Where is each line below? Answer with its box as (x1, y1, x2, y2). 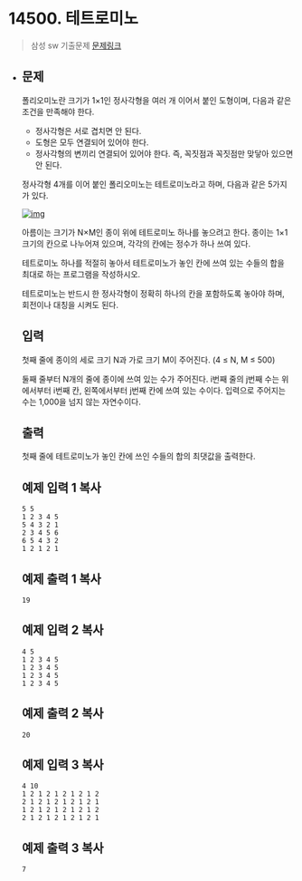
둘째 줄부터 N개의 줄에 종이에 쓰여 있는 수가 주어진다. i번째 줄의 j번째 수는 (21, 373, 279, 384)
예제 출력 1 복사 (21, 571, 101, 586)
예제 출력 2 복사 (21, 706, 104, 721)
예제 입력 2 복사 (21, 623, 104, 638)
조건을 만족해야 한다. (21, 106, 95, 117)
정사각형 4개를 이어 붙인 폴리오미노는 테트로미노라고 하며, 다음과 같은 (21, 179, 266, 189)
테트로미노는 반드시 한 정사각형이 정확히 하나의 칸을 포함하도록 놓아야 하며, (21, 287, 286, 299)
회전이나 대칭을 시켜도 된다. (21, 299, 119, 310)
